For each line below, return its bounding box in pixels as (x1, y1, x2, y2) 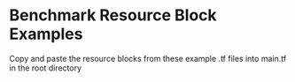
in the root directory (9, 63, 82, 73)
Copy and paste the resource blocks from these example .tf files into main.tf (9, 53, 287, 63)
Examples (9, 24, 83, 44)
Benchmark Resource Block (9, 5, 217, 26)
